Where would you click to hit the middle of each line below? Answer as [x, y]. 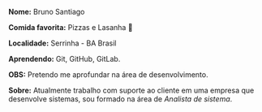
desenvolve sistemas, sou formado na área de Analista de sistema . [120, 99]
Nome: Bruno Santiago [47, 12]
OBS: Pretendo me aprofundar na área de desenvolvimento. [108, 75]
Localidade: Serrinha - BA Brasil [62, 43]
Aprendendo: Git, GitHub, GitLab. [64, 59]
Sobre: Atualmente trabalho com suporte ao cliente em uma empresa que [131, 90]
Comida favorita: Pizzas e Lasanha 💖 [71, 27]
